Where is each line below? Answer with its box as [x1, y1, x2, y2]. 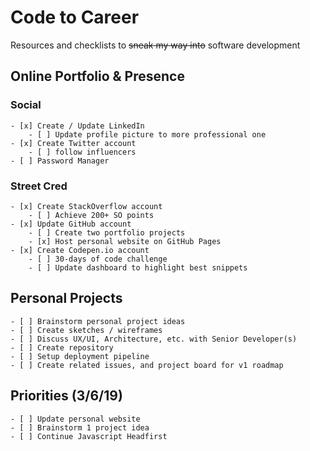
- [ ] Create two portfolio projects [28, 227, 186, 238]
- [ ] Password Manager [10, 156, 110, 166]
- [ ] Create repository [10, 342, 114, 353]
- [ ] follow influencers [28, 147, 137, 157]
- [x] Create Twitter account [10, 138, 137, 148]
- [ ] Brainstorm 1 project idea [10, 422, 150, 433]
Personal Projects [10, 290, 123, 307]
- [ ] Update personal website [10, 414, 141, 424]
